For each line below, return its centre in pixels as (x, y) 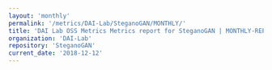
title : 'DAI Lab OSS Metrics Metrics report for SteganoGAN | (115, 31)
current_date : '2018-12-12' (56, 53)
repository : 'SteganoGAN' (52, 46)
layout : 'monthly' (39, 16)
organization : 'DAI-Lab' (50, 38)
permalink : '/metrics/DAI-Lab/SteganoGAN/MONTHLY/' (97, 23)
